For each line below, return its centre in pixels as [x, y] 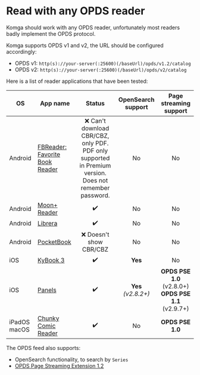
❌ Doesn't [95, 234]
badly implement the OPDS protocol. [51, 33]
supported [95, 158]
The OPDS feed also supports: [43, 348]
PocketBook [54, 241]
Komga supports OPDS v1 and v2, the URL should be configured [85, 45]
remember [95, 188]
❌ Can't [95, 120]
